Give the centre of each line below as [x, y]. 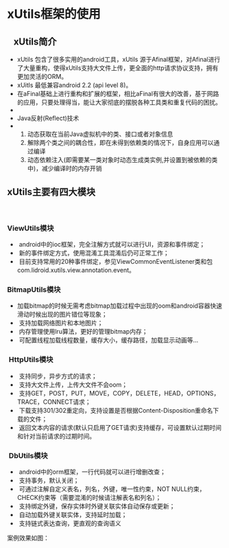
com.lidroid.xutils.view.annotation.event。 [76, 270]
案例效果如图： [28, 538]
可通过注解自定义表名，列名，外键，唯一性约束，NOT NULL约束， [112, 489]
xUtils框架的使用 [54, 14]
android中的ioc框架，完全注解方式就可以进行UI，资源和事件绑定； [112, 244]
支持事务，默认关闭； [49, 480]
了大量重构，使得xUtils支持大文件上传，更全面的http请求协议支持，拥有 [118, 68]
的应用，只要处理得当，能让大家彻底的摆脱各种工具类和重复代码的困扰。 [119, 102]
